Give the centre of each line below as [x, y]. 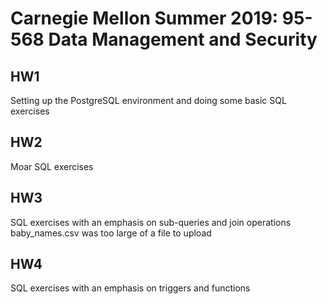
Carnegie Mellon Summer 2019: [144, 18]
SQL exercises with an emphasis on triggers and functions [130, 288]
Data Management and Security [183, 39]
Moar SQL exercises [52, 166]
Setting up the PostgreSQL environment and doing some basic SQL [148, 100]
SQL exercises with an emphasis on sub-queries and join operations [151, 222]
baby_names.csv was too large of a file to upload [111, 233]
